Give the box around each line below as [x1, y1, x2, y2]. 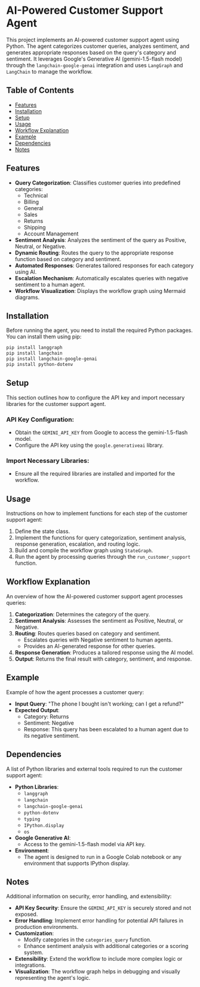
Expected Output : [14, 706, 60, 713]
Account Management [23, 230, 79, 237]
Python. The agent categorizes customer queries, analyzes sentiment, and [6, 43, 190, 50]
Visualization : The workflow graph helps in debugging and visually [14, 968, 180, 975]
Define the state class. [14, 528, 70, 535]
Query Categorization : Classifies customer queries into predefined [14, 179, 181, 186]
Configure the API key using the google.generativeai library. [14, 441, 164, 449]
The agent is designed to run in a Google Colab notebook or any [23, 853, 182, 860]
